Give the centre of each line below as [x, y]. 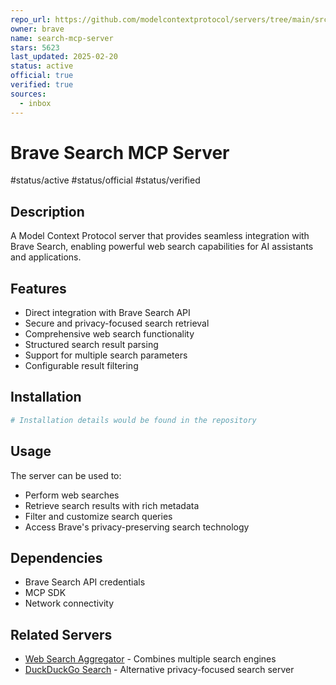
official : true [42, 76]
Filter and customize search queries [98, 516]
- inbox [35, 103]
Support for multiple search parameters [106, 355]
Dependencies [56, 557]
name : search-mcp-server [62, 38]
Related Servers [61, 634]
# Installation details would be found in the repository [133, 420]
